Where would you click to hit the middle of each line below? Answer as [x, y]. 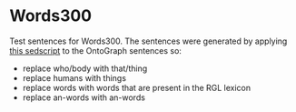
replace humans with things [74, 77]
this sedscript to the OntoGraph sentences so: [95, 50]
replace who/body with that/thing [85, 68]
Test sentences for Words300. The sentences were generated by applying [148, 41]
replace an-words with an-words [84, 97]
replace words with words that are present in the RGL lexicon [137, 87]
